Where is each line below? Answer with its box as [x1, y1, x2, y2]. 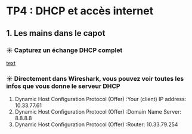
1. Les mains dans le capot [6, 28, 106, 38]
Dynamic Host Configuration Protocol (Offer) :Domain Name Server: [14, 108, 182, 115]
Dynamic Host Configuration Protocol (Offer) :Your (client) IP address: [14, 96, 187, 103]
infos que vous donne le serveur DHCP [6, 82, 120, 90]
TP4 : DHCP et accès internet [6, 4, 154, 18]
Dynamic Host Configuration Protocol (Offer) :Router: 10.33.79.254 [14, 121, 178, 128]
